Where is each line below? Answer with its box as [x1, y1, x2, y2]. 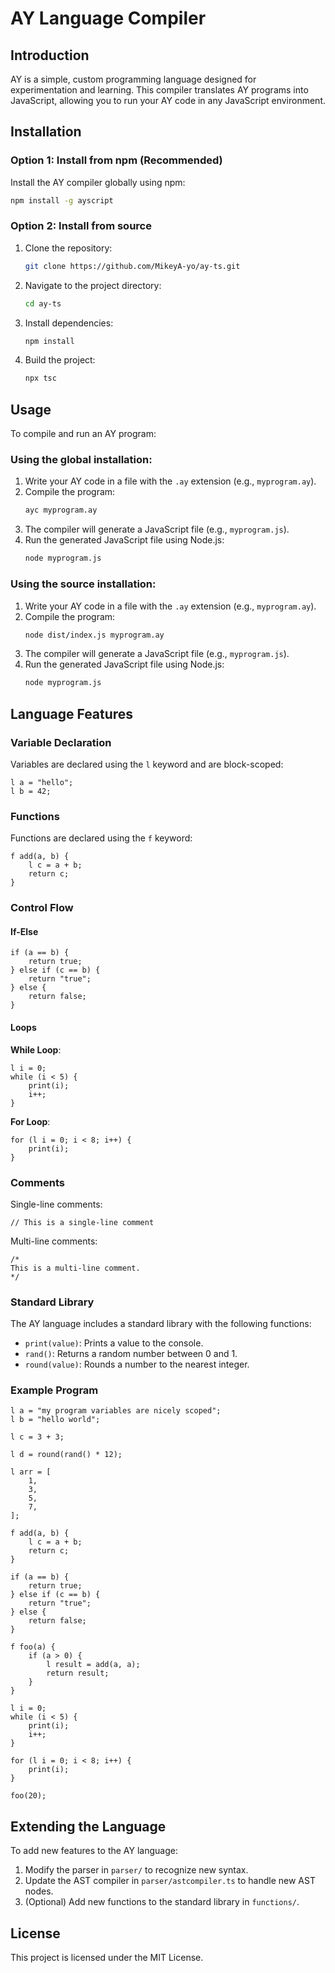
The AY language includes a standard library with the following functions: [10, 1318, 312, 1330]
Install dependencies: [24, 317, 114, 329]
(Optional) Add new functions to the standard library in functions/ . [24, 1896, 300, 1908]
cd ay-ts [24, 298, 62, 309]
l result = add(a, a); [46, 1660, 141, 1670]
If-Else [10, 925, 39, 937]
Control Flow [10, 901, 74, 915]
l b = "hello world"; [10, 1415, 101, 1425]
